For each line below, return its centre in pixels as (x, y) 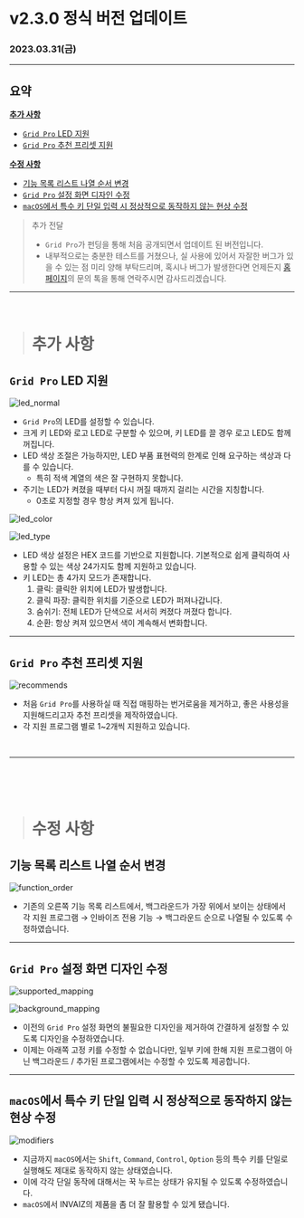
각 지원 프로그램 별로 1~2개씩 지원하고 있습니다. (106, 727)
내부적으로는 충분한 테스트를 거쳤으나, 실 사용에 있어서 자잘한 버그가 (165, 256)
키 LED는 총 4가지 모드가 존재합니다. (87, 578)
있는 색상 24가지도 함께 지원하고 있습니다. (123, 566)
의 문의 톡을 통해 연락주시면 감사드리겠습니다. (147, 279)
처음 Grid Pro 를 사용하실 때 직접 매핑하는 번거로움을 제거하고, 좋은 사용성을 (156, 704)
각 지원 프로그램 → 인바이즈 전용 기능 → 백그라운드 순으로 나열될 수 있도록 (153, 918)
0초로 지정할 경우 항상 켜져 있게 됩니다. (105, 501)
